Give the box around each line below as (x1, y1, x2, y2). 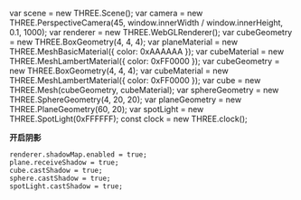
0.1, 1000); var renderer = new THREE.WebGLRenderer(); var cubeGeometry (9, 27, 293, 37)
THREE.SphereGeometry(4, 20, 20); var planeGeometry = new (9, 94, 242, 105)
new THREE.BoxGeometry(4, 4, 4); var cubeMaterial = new (9, 65, 229, 76)
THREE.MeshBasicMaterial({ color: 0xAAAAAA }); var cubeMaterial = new (9, 46, 285, 57)
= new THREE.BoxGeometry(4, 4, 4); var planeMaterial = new (9, 36, 238, 47)
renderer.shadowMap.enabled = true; (9, 150, 147, 159)
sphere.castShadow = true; (9, 174, 111, 183)
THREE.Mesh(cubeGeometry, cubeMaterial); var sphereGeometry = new (9, 85, 279, 95)
